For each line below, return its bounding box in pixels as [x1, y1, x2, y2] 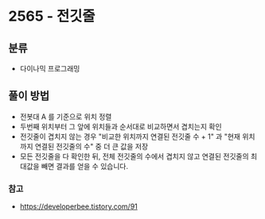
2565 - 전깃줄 [8, 7, 95, 25]
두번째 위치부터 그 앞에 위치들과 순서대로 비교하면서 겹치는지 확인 [19, 121, 222, 131]
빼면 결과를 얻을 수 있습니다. [41, 161, 129, 171]
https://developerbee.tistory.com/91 [19, 202, 138, 211]
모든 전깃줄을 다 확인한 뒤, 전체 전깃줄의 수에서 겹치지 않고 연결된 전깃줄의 [19, 152, 249, 161]
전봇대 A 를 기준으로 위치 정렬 [19, 112, 112, 121]
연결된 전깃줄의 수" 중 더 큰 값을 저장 [34, 141, 149, 151]
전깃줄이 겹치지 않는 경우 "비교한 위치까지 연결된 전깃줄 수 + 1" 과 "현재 [19, 132, 241, 141]
